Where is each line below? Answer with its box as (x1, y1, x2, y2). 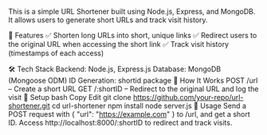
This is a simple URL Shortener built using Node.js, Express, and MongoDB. (8, 7, 256, 16)
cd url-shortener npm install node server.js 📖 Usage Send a (51, 101, 247, 110)
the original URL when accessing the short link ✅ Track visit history (8, 40, 230, 48)
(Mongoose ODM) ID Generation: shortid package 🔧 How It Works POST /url (8, 75, 258, 85)
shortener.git (8, 101, 50, 110)
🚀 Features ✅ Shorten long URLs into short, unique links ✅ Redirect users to (8, 31, 257, 40)
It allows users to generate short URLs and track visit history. (8, 15, 209, 25)
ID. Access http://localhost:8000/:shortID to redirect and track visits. (8, 118, 233, 127)
